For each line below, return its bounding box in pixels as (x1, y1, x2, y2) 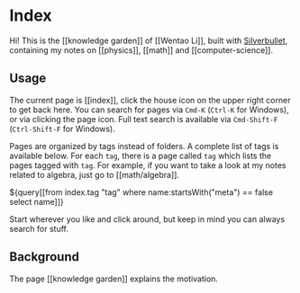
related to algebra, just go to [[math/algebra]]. (9, 169, 180, 180)
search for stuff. (9, 223, 69, 234)
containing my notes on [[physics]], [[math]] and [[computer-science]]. (9, 44, 273, 55)
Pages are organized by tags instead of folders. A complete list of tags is (9, 140, 279, 151)
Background (9, 249, 79, 265)
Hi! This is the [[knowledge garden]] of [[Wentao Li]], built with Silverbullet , (9, 35, 288, 46)
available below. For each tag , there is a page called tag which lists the (9, 150, 272, 161)
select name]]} (9, 196, 65, 207)
